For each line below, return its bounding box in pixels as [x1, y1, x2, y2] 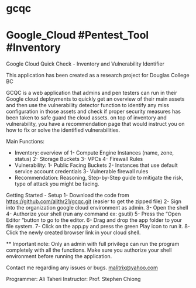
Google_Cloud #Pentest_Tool [6, 29, 149, 42]
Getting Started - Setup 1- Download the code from [6, 192, 130, 199]
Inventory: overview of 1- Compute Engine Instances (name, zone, [14, 149, 174, 156]
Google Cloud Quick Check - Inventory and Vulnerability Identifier [6, 60, 165, 67]
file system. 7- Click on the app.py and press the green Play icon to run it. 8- [6, 223, 190, 230]
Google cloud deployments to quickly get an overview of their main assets [6, 95, 185, 102]
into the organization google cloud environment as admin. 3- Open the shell [6, 204, 188, 211]
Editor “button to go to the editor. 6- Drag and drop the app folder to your [6, 217, 183, 224]
